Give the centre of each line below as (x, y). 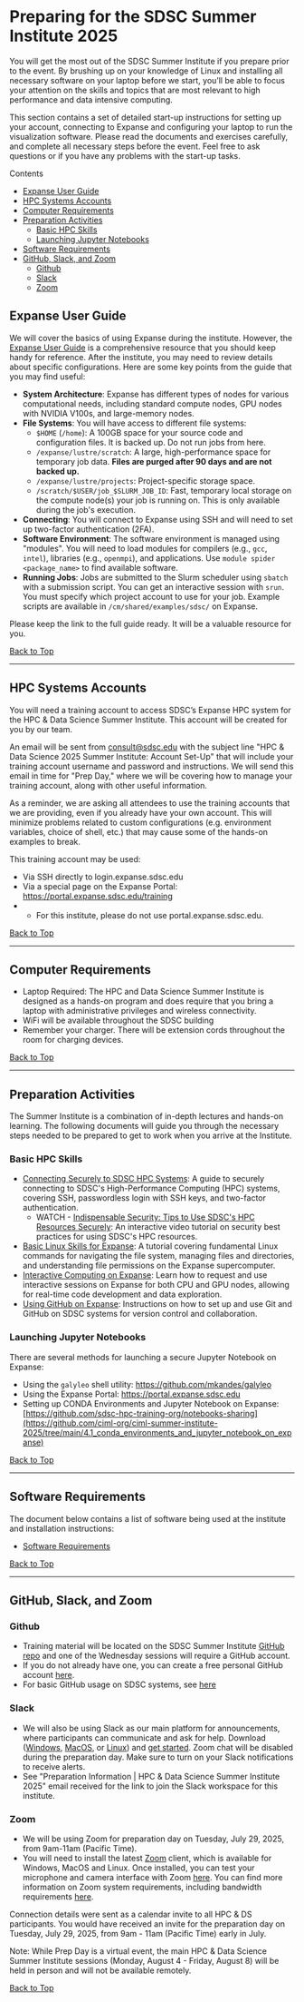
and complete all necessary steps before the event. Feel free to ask (135, 146)
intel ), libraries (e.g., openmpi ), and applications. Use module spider (149, 558)
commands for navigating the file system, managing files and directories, (158, 1256)
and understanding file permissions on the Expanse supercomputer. (149, 1266)
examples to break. (45, 841)
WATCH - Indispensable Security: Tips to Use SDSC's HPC (145, 1217)
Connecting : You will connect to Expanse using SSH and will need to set (157, 519)
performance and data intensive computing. (91, 99)
